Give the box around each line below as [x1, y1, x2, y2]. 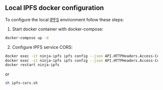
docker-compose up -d [5, 35, 49, 40]
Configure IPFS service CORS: [12, 44, 73, 50]
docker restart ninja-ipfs [5, 62, 60, 67]
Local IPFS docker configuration [5, 4, 104, 12]
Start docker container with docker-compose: [12, 26, 103, 32]
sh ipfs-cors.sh [5, 81, 38, 86]
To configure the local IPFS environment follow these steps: [5, 16, 124, 22]
